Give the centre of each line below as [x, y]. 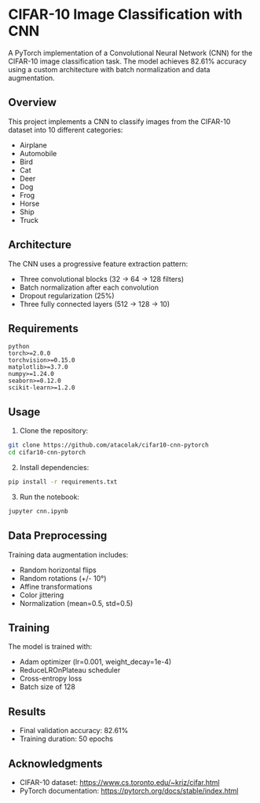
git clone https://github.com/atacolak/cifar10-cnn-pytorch [109, 445]
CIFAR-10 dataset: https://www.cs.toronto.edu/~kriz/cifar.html [119, 782]
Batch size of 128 [48, 687]
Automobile [38, 153]
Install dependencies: [54, 467]
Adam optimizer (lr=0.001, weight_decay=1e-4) [95, 662]
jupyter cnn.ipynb [38, 511]
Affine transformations [56, 586]
